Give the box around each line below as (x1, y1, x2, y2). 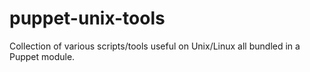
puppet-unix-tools (9, 7, 166, 30)
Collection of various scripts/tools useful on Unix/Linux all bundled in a (9, 40, 301, 52)
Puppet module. (9, 50, 76, 62)
